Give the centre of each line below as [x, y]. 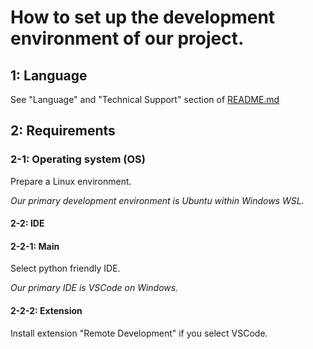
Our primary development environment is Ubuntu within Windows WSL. [157, 200]
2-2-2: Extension [46, 311]
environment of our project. [127, 38]
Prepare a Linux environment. [71, 181]
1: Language [49, 75]
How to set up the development [143, 17]
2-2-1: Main [35, 246]
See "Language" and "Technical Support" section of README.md [145, 99]
